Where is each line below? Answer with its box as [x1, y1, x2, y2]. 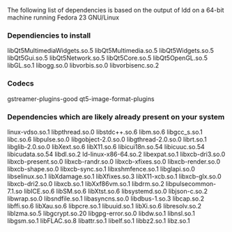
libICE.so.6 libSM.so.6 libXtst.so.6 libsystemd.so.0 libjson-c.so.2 [24, 187, 208, 195]
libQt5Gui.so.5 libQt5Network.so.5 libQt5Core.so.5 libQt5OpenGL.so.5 [7, 54, 208, 62]
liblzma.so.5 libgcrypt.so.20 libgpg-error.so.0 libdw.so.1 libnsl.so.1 [7, 209, 195, 217]
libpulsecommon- [166, 179, 217, 187]
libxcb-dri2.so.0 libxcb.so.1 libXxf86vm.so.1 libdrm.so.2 [7, 179, 165, 187]
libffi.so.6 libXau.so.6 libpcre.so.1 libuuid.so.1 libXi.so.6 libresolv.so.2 [7, 201, 202, 210]
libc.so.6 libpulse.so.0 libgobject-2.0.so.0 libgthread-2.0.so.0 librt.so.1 [7, 135, 207, 144]
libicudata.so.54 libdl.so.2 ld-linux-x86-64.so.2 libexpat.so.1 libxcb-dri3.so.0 [7, 150, 226, 158]
